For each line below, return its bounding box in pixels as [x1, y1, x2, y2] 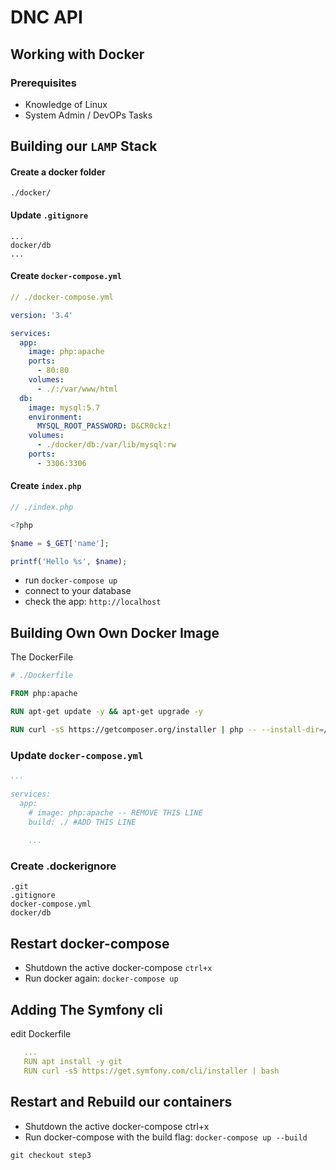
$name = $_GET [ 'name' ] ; [10, 538, 110, 548]
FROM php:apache [10, 689, 78, 699]
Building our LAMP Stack [10, 138, 158, 155]
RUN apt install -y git [23, 1056, 123, 1066]
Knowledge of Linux [24, 98, 108, 110]
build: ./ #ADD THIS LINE [28, 817, 137, 827]
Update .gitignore [10, 209, 89, 221]
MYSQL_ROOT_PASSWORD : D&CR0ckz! [36, 421, 172, 431]
